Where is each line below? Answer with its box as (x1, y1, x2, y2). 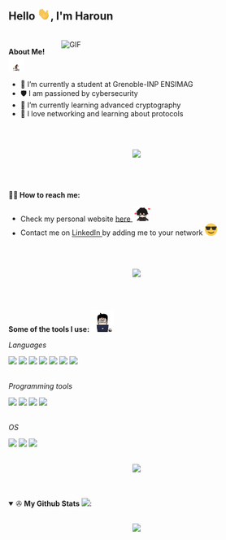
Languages (8, 340, 47, 350)
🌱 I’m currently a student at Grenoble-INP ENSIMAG (20, 79, 193, 89)
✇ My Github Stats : (15, 499, 92, 508)
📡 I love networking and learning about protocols (20, 108, 184, 118)
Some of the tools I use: (8, 324, 90, 333)
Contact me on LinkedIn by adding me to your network (20, 228, 203, 237)
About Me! (8, 47, 46, 57)
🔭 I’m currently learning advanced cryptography (20, 100, 181, 110)
